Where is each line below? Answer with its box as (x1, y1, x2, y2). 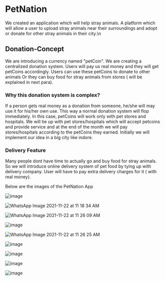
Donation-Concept (5, 45, 64, 53)
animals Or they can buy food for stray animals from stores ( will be (5, 73, 143, 80)
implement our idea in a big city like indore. (5, 135, 93, 140)
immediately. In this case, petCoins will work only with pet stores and (5, 113, 146, 120)
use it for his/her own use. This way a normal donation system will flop (5, 108, 150, 114)
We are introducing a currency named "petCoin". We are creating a (5, 58, 142, 64)
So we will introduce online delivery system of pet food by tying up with (5, 163, 151, 169)
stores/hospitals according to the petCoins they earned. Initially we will (5, 129, 150, 135)
